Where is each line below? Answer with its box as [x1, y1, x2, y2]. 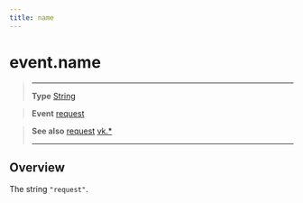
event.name [9, 51, 102, 72]
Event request [31, 107, 85, 118]
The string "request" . [9, 184, 88, 195]
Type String [31, 90, 77, 101]
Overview [9, 160, 66, 175]
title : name [9, 13, 54, 23]
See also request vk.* [31, 125, 113, 136]
